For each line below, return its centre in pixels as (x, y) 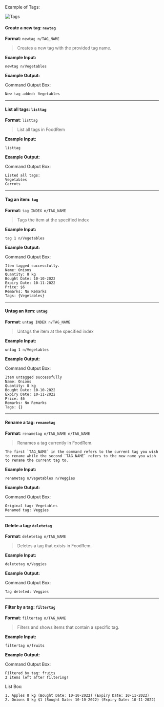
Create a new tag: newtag (31, 28)
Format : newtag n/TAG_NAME (32, 39)
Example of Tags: (22, 7)
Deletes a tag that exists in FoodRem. (54, 546)
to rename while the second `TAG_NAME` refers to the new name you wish (81, 456)
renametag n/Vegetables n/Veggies (40, 478)
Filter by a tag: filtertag (30, 607)
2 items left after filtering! (37, 678)
